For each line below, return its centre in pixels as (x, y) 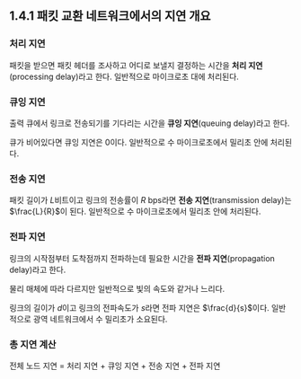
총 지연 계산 (33, 344)
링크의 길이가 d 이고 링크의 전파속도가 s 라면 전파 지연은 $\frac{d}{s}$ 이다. (139, 307)
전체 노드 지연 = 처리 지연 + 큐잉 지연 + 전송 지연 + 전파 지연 (115, 366)
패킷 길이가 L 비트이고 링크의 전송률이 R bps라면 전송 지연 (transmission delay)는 (150, 200)
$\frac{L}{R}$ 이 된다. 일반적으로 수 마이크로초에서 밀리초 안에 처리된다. (135, 212)
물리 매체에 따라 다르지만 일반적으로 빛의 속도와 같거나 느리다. (117, 288)
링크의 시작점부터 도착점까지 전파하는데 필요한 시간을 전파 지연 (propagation (142, 258)
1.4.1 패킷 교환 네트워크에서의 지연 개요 (110, 16)
